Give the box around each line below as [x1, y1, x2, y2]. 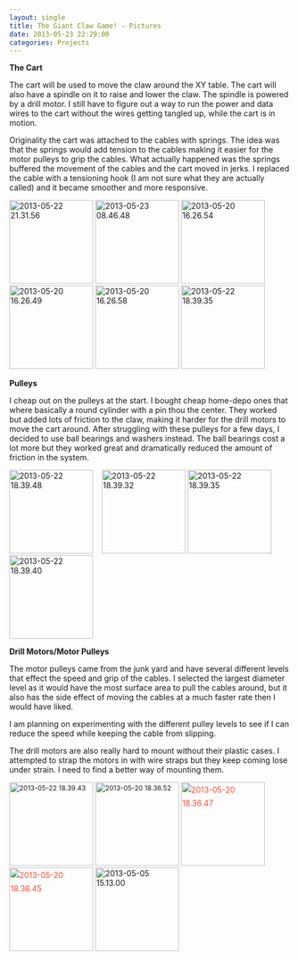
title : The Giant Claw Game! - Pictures [9, 21, 162, 30]
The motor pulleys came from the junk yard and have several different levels [9, 664, 289, 674]
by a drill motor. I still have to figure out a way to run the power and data [9, 99, 274, 110]
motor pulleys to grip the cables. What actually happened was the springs [9, 153, 281, 165]
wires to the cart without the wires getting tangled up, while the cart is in [9, 108, 276, 119]
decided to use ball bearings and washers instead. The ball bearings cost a [9, 434, 286, 444]
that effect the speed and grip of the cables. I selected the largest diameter [9, 673, 286, 683]
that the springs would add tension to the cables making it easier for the [9, 145, 274, 155]
